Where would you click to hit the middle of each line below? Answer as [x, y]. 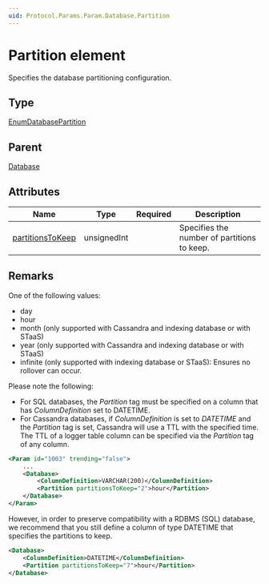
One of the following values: [55, 295]
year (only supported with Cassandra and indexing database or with [132, 344]
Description [218, 214]
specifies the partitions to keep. [60, 536]
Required [154, 214]
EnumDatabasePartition [47, 122]
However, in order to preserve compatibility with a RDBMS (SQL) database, [132, 518]
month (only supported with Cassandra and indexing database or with [135, 328]
